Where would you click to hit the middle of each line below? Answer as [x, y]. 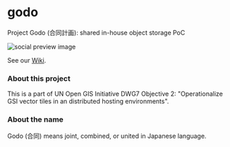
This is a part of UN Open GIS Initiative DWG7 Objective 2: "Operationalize [115, 94]
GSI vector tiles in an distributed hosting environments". [88, 101]
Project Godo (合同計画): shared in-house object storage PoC [96, 32]
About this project [39, 78]
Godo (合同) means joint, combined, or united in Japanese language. [107, 136]
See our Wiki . [27, 60]
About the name [35, 120]
